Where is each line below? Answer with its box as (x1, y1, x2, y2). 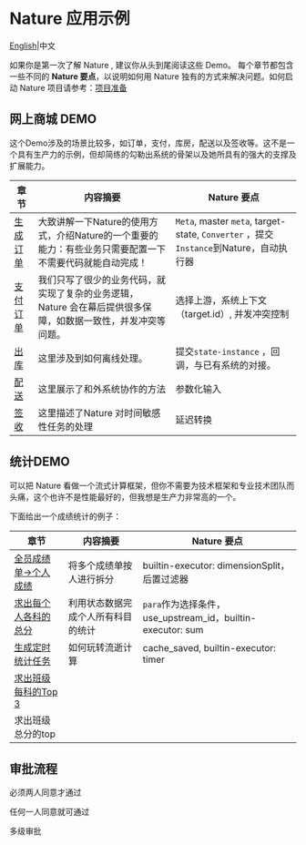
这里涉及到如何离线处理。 (37, 351, 148, 364)
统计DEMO (9, 454, 70, 470)
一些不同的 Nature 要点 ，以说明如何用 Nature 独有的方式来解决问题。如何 (9, 70, 285, 82)
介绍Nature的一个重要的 (56, 229, 159, 241)
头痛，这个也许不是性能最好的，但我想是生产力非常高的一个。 (9, 491, 241, 502)
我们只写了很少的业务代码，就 (37, 273, 167, 286)
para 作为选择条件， (142, 597, 226, 610)
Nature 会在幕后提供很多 (37, 300, 143, 313)
